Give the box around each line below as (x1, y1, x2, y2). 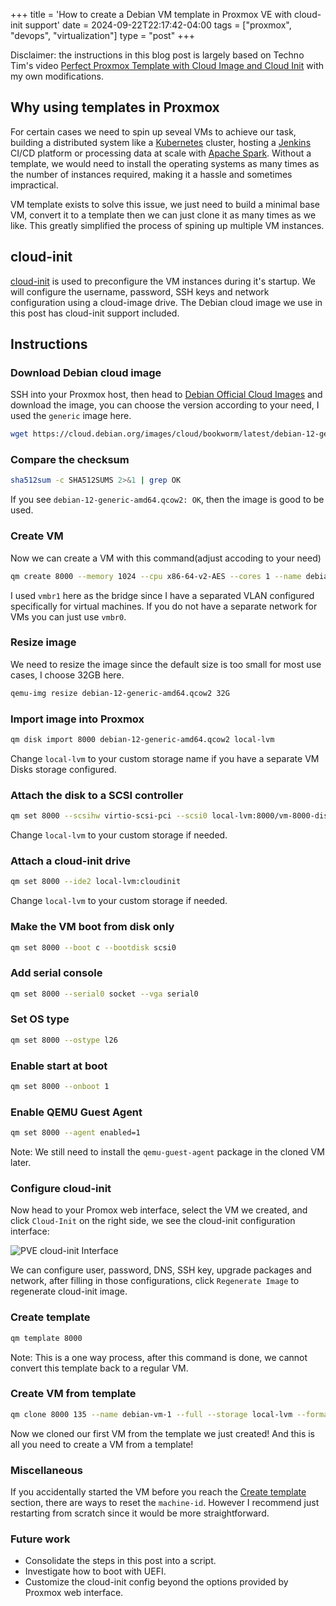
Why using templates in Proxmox (10, 99, 220, 116)
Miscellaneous (10, 1463, 83, 1477)
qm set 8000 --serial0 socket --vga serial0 (10, 989, 199, 999)
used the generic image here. (10, 410, 132, 422)
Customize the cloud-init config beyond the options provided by (24, 1576, 289, 1588)
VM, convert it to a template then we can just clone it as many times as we (10, 209, 317, 221)
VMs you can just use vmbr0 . (10, 610, 127, 623)
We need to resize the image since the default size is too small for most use (10, 658, 322, 670)
